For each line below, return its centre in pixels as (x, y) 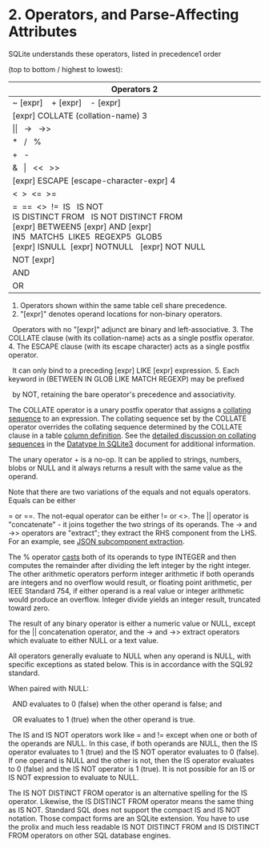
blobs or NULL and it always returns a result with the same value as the (126, 468)
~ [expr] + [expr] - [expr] (67, 102)
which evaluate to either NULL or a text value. (83, 640)
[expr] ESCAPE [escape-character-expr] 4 (94, 180)
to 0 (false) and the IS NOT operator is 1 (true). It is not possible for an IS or (132, 769)
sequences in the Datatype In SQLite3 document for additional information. (132, 444)
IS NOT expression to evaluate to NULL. (74, 777)
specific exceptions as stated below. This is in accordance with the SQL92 (131, 664)
